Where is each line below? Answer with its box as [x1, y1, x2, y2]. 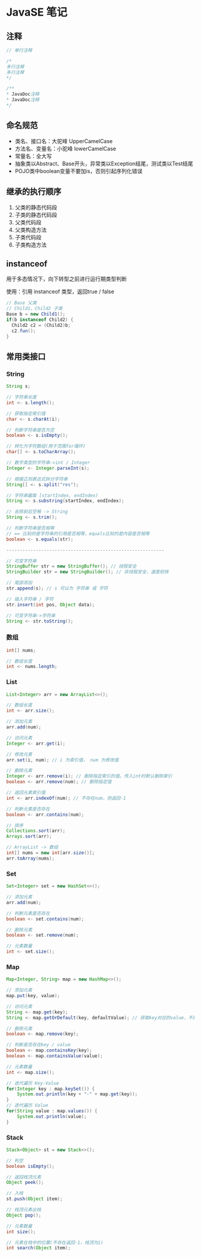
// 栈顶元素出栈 [6, 1207, 41, 1213]
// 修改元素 [6, 751, 33, 757]
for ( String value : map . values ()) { [6, 1108, 98, 1114]
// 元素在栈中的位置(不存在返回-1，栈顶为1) [6, 1240, 103, 1246]
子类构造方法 [14, 241, 47, 248]
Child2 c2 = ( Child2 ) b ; [11, 322, 71, 328]
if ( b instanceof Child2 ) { [6, 317, 74, 323]
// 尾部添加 [6, 580, 33, 586]
